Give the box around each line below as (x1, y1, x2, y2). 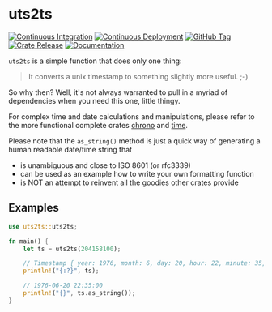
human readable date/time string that (8, 144, 132, 154)
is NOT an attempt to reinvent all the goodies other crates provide (19, 177, 239, 187)
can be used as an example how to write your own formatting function (19, 169, 255, 178)
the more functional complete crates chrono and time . (8, 120, 189, 130)
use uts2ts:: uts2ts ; (8, 222, 79, 231)
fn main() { (8, 237, 49, 246)
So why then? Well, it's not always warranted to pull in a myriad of (8, 87, 228, 97)
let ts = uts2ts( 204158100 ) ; (23, 245, 121, 253)
